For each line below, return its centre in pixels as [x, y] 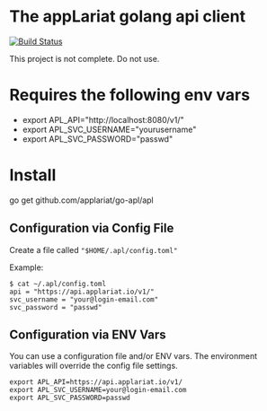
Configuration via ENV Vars [88, 335]
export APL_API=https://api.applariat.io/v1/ [96, 382]
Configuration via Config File [92, 228]
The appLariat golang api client [127, 17]
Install [33, 175]
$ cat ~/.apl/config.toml [58, 284]
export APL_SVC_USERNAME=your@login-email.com [98, 390]
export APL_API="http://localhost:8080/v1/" [103, 119]
